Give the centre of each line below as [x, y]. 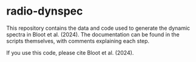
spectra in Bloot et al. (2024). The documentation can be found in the [93, 34]
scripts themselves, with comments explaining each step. [78, 41]
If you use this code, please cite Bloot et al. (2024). [70, 52]
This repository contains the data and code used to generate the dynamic [98, 28]
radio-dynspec [45, 11]
